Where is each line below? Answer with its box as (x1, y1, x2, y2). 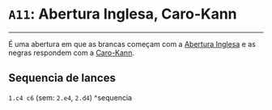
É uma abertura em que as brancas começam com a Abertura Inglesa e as (8, 39, 257, 49)
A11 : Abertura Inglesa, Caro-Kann (8, 5, 237, 23)
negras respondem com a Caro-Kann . (8, 48, 135, 57)
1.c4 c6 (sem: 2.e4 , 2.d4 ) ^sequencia (8, 92, 132, 102)
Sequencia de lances (8, 71, 116, 85)
